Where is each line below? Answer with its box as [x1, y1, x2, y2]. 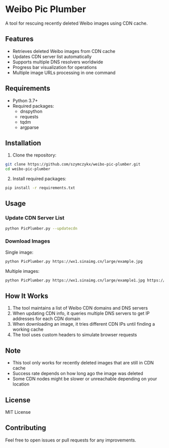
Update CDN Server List [5, 214, 64, 221]
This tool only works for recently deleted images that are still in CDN [12, 360, 154, 366]
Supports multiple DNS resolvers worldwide [12, 59, 104, 65]
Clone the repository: [12, 152, 57, 158]
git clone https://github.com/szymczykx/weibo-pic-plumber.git [5, 162, 141, 167]
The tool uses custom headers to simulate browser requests [12, 332, 137, 338]
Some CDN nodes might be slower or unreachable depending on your [12, 376, 157, 382]
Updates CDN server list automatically [12, 53, 92, 59]
